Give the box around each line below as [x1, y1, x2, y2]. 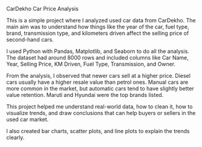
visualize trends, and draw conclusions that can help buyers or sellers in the [6, 110, 196, 116]
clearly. [6, 134, 25, 141]
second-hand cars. [6, 36, 54, 43]
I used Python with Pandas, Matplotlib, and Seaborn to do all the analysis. [6, 48, 189, 55]
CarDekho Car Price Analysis [6, 5, 79, 12]
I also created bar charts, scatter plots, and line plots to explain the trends [6, 128, 190, 134]
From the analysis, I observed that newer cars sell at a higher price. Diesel [6, 72, 191, 79]
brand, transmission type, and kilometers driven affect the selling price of [6, 30, 189, 37]
